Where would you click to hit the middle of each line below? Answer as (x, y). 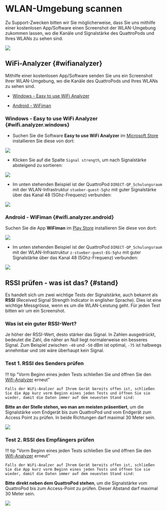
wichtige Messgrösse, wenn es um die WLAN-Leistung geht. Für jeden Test (83, 306)
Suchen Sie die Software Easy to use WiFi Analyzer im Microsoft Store (85, 136)
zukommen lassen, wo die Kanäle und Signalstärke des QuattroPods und (80, 33)
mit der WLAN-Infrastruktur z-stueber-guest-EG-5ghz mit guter (77, 252)
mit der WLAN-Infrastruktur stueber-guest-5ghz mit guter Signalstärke (84, 190)
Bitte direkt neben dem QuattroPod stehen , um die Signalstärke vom (76, 483)
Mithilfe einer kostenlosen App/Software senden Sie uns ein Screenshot (79, 75)
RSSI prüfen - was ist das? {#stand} (62, 283)
